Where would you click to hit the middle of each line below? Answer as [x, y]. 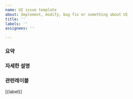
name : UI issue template [31, 10]
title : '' [15, 19]
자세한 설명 [18, 65]
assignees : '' [20, 28]
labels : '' [16, 24]
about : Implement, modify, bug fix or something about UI [66, 14]
